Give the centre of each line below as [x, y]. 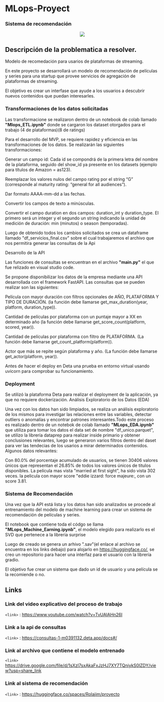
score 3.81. [16, 481]
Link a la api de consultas [36, 627]
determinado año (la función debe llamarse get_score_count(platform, [75, 322]
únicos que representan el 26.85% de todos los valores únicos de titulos [78, 465]
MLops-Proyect [37, 9]
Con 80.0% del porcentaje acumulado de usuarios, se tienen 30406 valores [82, 460]
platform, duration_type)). [31, 307]
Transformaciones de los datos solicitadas [57, 109]
